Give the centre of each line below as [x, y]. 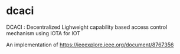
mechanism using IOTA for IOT [43, 33]
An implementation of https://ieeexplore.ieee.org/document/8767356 [90, 45]
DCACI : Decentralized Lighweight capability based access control [87, 27]
